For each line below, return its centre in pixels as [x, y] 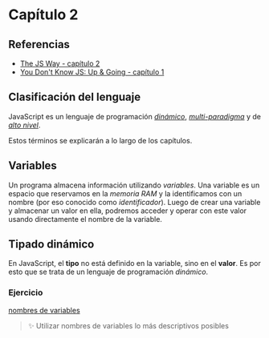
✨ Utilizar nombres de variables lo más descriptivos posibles [128, 325]
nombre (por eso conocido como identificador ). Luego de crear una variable [134, 202]
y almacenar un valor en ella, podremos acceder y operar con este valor [128, 211]
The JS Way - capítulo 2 [60, 63]
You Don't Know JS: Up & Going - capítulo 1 [92, 72]
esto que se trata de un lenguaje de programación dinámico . [108, 272]
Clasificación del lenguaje [75, 97]
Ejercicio [26, 292]
